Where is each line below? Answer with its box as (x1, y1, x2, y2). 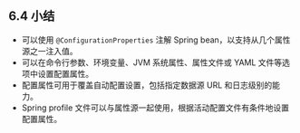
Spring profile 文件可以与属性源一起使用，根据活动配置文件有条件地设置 (21, 102, 290, 113)
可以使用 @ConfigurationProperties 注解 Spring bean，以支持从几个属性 (21, 34, 291, 45)
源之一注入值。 (21, 45, 78, 56)
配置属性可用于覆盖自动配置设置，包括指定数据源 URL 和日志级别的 (21, 80, 273, 90)
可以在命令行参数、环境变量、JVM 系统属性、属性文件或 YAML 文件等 (21, 57, 283, 68)
